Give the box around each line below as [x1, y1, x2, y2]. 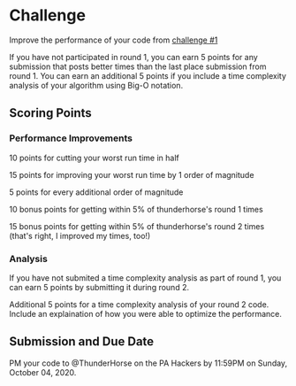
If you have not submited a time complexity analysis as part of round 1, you [9, 272, 282, 283]
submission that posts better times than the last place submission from [9, 61, 267, 72]
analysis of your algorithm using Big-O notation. [9, 80, 184, 90]
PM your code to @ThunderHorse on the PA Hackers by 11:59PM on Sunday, [9, 358, 288, 368]
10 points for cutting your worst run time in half [9, 152, 179, 163]
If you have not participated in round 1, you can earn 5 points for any [9, 51, 258, 62]
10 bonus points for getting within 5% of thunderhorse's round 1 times [9, 204, 263, 214]
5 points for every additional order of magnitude [9, 187, 184, 197]
